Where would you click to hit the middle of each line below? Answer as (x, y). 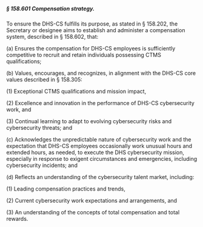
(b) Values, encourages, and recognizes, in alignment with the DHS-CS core (101, 73)
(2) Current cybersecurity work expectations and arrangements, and (92, 200)
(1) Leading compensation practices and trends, (66, 189)
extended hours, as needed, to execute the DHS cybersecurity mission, (95, 152)
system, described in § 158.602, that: (52, 36)
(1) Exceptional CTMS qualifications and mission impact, (76, 91)
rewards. (17, 219)
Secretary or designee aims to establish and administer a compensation (96, 30)
